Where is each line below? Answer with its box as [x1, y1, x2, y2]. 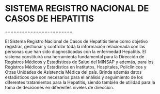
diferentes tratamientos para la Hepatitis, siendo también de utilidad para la [5, 79, 155, 85]
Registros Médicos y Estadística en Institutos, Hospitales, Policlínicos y [5, 64, 147, 70]
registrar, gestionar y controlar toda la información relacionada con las [5, 43, 145, 49]
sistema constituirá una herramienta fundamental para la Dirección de [5, 54, 144, 59]
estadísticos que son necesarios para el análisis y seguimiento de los [5, 74, 143, 80]
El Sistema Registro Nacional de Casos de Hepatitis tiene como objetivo [5, 38, 148, 44]
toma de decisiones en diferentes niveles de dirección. [5, 84, 114, 90]
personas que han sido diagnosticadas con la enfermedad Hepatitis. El [5, 49, 146, 54]
